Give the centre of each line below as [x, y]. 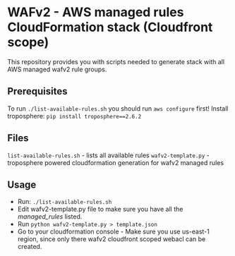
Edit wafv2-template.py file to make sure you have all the [100, 209]
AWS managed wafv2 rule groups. [57, 69]
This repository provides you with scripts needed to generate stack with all [116, 61]
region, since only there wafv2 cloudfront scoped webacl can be [112, 239]
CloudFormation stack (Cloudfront [110, 27]
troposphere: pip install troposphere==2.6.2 [74, 116]
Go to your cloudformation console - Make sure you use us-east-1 [113, 232]
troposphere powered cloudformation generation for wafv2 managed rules [116, 162]
